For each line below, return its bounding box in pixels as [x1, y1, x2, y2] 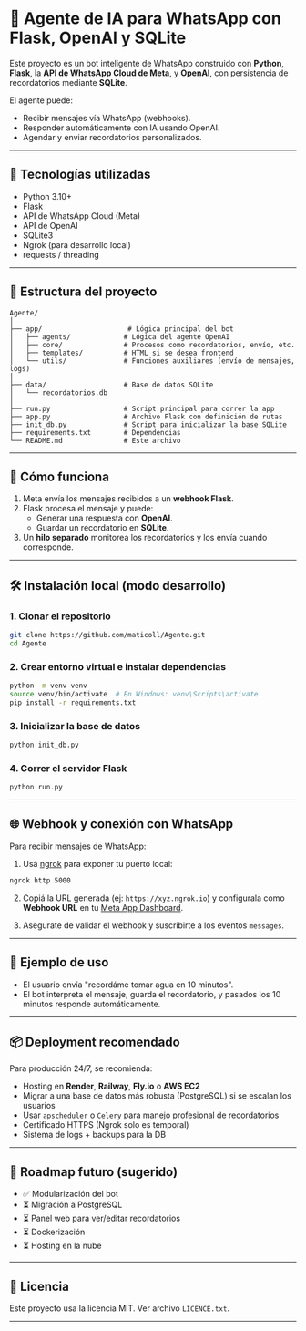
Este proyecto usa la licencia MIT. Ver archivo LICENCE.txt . [9, 1303, 230, 1314]
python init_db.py [9, 740, 79, 750]
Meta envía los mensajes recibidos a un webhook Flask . [22, 493, 234, 504]
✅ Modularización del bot [22, 1189, 118, 1200]
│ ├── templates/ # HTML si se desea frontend [9, 348, 234, 357]
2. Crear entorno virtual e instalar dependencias [9, 660, 227, 673]
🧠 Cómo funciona [9, 469, 109, 484]
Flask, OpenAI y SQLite [9, 27, 187, 48]
